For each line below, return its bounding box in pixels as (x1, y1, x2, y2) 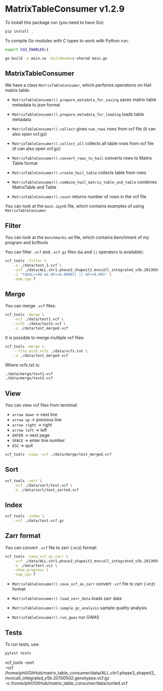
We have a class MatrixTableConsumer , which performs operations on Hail (5, 82, 152, 88)
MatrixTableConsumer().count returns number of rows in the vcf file (12, 194, 147, 200)
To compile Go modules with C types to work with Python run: (5, 37, 129, 43)
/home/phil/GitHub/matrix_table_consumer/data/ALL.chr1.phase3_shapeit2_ (5, 670, 156, 675)
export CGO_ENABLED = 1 (5, 47, 49, 52)
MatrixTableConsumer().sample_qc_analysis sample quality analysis (12, 605, 147, 611)
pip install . (5, 29, 34, 34)
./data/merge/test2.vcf (5, 376, 53, 381)
